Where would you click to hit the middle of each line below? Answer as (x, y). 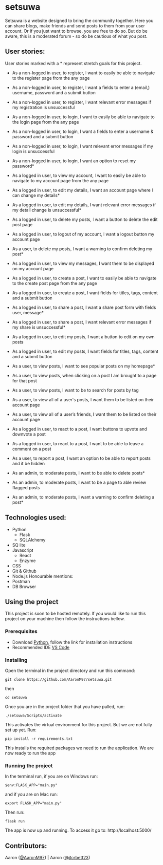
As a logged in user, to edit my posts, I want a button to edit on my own (83, 337)
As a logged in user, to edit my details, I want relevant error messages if (84, 205)
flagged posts (26, 487)
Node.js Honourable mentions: (43, 576)
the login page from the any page (45, 122)
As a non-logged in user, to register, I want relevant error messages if (82, 102)
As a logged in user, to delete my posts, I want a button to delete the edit (85, 219)
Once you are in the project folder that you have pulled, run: (65, 706)
